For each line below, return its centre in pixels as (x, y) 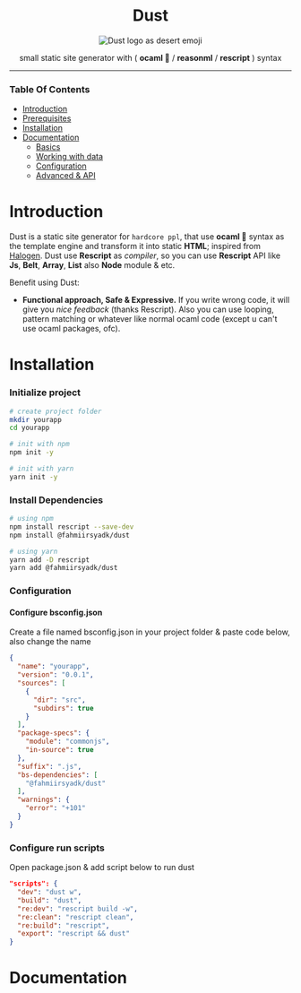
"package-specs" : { (54, 733)
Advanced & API (65, 176)
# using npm (31, 519)
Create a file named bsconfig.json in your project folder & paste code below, (150, 632)
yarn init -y (34, 477)
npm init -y (31, 453)
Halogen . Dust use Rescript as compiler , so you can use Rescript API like (145, 255)
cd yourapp (30, 428)
